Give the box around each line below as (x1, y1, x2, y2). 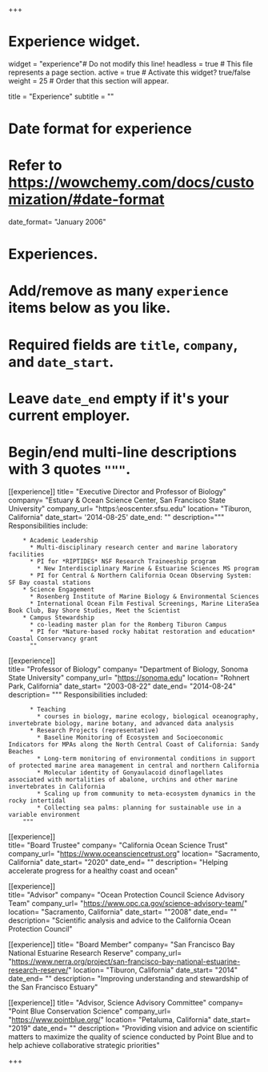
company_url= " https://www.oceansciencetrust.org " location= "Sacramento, (8, 848, 260, 859)
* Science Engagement (22, 585, 94, 594)
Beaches (8, 747, 34, 755)
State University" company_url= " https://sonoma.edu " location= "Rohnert (8, 672, 250, 682)
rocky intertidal (8, 796, 66, 805)
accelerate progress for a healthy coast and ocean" (8, 866, 178, 875)
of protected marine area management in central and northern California (8, 761, 260, 769)
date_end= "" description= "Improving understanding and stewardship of (8, 973, 250, 983)
